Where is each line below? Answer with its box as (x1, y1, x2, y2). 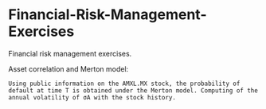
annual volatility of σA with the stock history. (8, 93, 177, 101)
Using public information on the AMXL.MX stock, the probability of (8, 80, 241, 88)
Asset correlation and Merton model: (8, 64, 129, 73)
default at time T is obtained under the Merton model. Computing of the (8, 86, 259, 95)
